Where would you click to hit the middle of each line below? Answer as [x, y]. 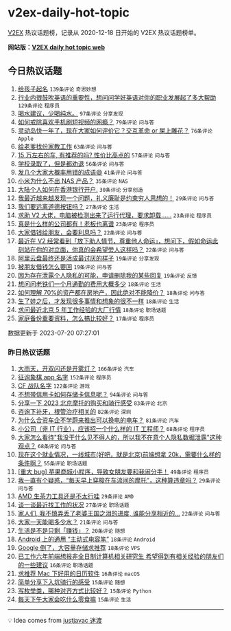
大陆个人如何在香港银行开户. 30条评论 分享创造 [80, 189]
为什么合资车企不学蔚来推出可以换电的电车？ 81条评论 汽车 [98, 420]
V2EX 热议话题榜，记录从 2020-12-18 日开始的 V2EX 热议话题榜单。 [104, 32]
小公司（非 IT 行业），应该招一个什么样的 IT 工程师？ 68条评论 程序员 [111, 429]
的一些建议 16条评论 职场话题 [56, 565]
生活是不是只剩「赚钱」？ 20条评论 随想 [71, 531]
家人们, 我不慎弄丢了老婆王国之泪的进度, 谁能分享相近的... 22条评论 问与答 [119, 513]
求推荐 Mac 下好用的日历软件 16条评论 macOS [78, 574]
